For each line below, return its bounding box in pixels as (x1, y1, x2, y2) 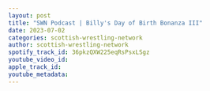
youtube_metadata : (8, 70, 69, 78)
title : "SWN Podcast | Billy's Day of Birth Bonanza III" (8, 19, 203, 27)
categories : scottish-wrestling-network (8, 33, 144, 42)
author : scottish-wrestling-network (8, 41, 129, 49)
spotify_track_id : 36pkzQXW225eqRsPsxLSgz (8, 48, 150, 56)
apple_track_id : (8, 63, 62, 71)
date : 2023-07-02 (8, 26, 66, 34)
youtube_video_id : (8, 56, 69, 64)
